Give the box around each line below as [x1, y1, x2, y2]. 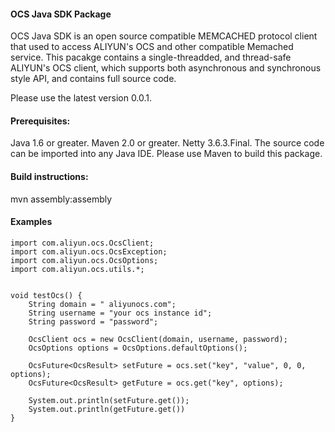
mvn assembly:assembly [10, 193, 113, 205]
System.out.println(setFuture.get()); [28, 395, 190, 405]
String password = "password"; [28, 316, 159, 327]
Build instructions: [10, 171, 89, 182]
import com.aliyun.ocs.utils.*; [10, 264, 145, 274]
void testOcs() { [10, 290, 83, 300]
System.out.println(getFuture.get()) [28, 404, 186, 414]
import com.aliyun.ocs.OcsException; [10, 246, 168, 257]
